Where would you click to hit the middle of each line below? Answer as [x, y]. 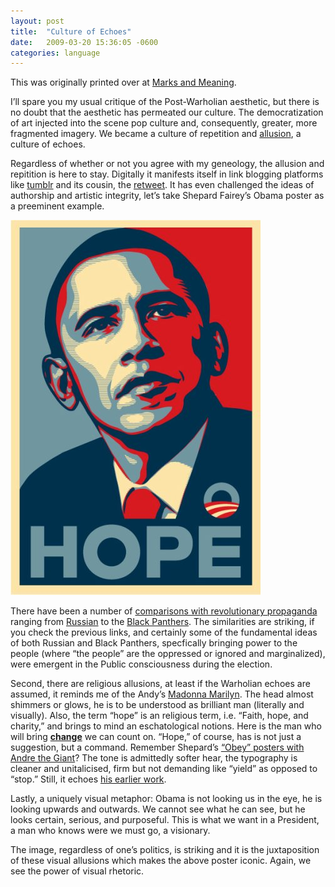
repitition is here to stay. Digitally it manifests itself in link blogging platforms [167, 174]
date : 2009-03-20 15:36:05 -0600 [84, 42]
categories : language [55, 53]
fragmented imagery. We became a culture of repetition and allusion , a [156, 134]
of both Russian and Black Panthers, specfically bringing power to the [154, 643]
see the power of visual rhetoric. [77, 871]
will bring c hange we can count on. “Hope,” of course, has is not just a [156, 737]
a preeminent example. [57, 206]
